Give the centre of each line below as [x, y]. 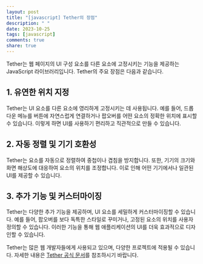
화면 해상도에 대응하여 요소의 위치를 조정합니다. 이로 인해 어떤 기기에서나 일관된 [100, 168]
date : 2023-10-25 [28, 29]
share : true [21, 46]
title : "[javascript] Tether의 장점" [52, 18]
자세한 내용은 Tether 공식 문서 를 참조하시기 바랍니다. [76, 255]
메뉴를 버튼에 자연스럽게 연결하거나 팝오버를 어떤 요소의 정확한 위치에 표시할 [107, 115]
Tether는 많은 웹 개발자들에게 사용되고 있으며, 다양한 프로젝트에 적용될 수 [93, 248]
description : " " [28, 23]
